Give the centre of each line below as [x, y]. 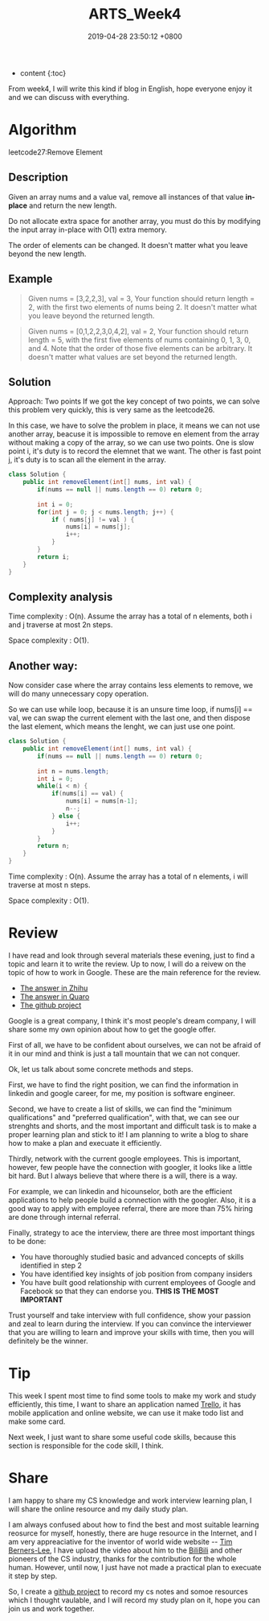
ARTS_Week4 [135, 14]
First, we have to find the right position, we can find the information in [123, 1085]
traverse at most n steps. [49, 885]
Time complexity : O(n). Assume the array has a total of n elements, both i [130, 616]
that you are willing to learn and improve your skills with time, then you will [131, 1332]
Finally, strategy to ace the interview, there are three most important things [132, 1232]
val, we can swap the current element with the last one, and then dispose [129, 718]
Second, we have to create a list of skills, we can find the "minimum [120, 1109]
